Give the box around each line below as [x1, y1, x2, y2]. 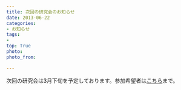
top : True [6, 43, 31, 49]
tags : [6, 32, 20, 38]
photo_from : [6, 54, 36, 60]
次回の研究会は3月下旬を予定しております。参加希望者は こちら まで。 [6, 77, 179, 84]
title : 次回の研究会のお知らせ [6, 9, 75, 15]
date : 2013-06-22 [6, 15, 50, 21]
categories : [6, 20, 36, 26]
